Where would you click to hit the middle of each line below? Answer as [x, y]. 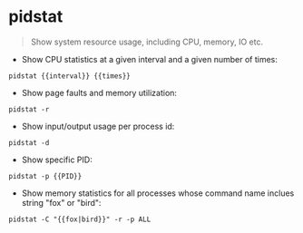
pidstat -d [29, 142]
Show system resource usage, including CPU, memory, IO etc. [147, 42]
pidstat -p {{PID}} [45, 176]
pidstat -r [29, 109]
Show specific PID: [57, 160]
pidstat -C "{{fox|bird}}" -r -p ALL [80, 219]
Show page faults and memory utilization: [99, 92]
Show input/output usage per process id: [98, 126]
